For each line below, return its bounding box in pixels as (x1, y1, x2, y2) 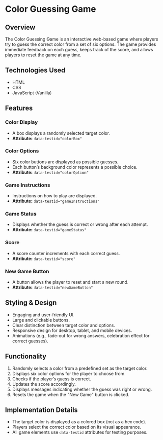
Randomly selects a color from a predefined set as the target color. (12, 365, 148, 371)
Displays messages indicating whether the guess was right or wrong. (12, 386, 152, 392)
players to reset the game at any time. (5, 52, 82, 58)
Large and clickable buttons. (12, 317, 70, 323)
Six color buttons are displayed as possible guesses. (12, 159, 119, 165)
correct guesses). (12, 338, 48, 344)
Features (5, 104, 33, 112)
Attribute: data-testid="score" (12, 256, 76, 261)
